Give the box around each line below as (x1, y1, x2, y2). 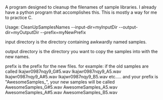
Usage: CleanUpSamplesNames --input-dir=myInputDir (5, 24, 118, 30)
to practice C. (5, 15, 33, 20)
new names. (5, 54, 30, 60)
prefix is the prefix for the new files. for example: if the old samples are (5, 64, 149, 69)
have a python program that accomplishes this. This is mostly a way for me (5, 9, 158, 15)
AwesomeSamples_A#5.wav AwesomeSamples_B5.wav (5, 90, 118, 95)
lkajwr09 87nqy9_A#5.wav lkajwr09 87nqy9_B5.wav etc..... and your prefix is (5, 74, 159, 79)
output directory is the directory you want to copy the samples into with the (5, 49, 158, 54)
